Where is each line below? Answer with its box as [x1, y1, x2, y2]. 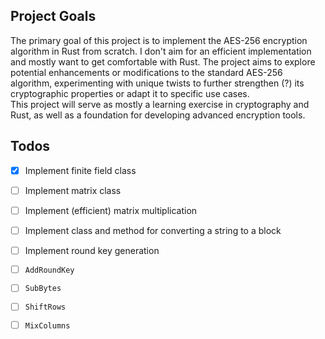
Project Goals [10, 8, 97, 25]
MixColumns [24, 321, 71, 331]
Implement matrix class [24, 184, 122, 196]
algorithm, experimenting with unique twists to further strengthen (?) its [10, 77, 305, 89]
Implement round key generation [24, 244, 160, 256]
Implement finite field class [24, 164, 137, 176]
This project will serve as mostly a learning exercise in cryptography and [10, 98, 310, 110]
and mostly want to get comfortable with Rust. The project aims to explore [10, 55, 316, 68]
